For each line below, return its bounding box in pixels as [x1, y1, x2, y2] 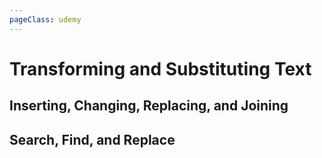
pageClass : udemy [9, 14, 82, 25]
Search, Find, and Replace [9, 131, 176, 148]
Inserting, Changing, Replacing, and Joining [9, 97, 289, 115]
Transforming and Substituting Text [9, 57, 312, 80]
